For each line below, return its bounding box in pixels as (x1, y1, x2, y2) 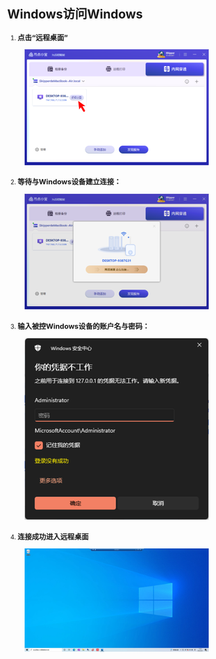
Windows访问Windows (7, 6, 143, 22)
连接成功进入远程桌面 (17, 532, 89, 542)
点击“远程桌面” (17, 33, 68, 42)
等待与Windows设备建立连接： (17, 177, 122, 187)
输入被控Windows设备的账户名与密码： (17, 321, 150, 331)
